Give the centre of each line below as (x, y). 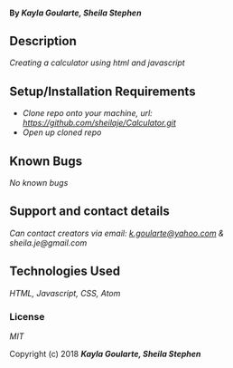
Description (43, 41)
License (27, 316)
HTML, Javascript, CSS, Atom (65, 293)
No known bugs (39, 183)
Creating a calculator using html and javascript (97, 63)
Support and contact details (89, 212)
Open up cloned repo (62, 132)
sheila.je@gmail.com (48, 242)
